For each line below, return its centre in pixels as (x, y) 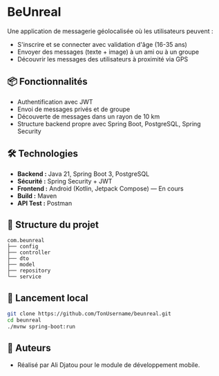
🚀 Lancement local (48, 298)
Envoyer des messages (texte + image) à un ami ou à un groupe (108, 52)
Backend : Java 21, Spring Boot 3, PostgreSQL (83, 174)
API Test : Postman (45, 203)
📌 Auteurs (29, 348)
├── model (21, 265)
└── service (24, 277)
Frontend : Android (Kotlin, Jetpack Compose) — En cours (101, 188)
